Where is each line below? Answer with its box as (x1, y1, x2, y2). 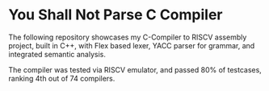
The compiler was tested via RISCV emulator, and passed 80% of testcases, (8, 64, 263, 74)
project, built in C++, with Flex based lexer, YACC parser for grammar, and (8, 40, 255, 50)
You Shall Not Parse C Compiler (8, 6, 223, 24)
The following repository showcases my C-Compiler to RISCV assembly (8, 32, 247, 42)
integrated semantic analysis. (8, 49, 107, 59)
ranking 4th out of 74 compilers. (8, 73, 116, 83)
